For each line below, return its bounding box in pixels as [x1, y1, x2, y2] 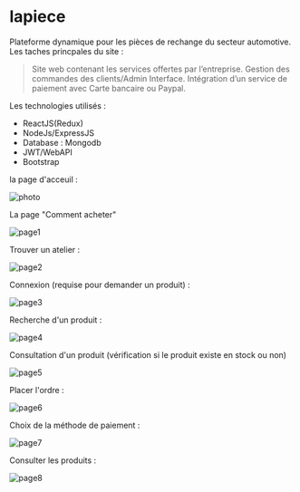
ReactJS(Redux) [22, 118, 83, 129]
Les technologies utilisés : [9, 100, 107, 111]
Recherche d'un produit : [9, 314, 102, 325]
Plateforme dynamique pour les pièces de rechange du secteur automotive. [9, 36, 292, 47]
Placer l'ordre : [9, 384, 65, 395]
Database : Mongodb [22, 137, 102, 148]
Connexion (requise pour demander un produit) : [9, 279, 190, 290]
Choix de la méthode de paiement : [9, 420, 140, 430]
